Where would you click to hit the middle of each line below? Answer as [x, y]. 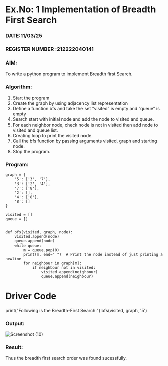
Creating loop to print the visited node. [53, 135]
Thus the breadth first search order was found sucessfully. [66, 358]
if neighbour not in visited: [64, 267]
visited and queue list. [35, 130]
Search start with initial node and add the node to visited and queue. [83, 119]
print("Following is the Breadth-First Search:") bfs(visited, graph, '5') [76, 310]
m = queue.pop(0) [41, 250]
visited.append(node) [37, 236]
